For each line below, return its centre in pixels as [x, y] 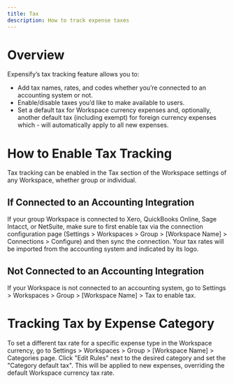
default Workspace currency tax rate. [61, 373]
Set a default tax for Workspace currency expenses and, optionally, [114, 110]
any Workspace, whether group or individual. [72, 180]
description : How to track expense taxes [68, 20]
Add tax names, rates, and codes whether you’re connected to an [111, 88]
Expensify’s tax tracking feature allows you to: [73, 74]
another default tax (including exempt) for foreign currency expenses [117, 118]
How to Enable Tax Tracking [90, 153]
